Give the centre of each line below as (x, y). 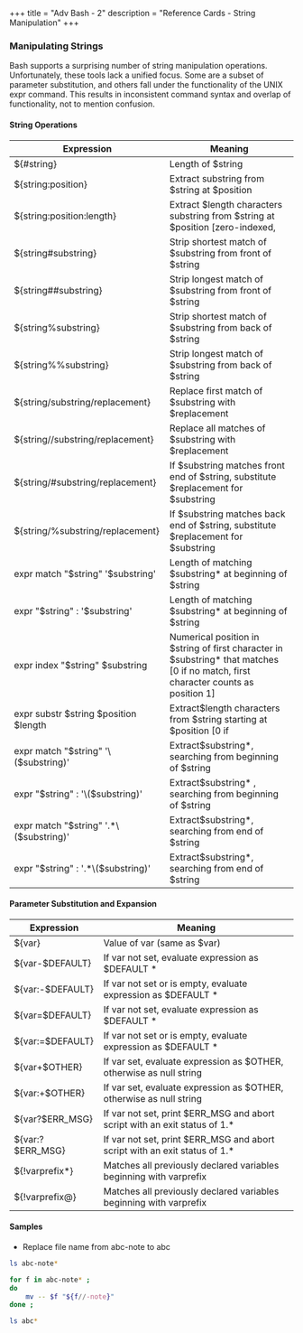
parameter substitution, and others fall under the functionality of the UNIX (147, 85)
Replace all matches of (218, 428)
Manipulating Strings (56, 46)
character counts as (212, 682)
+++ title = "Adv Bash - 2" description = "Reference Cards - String (133, 13)
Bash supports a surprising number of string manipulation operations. (138, 66)
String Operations (44, 125)
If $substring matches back (228, 514)
